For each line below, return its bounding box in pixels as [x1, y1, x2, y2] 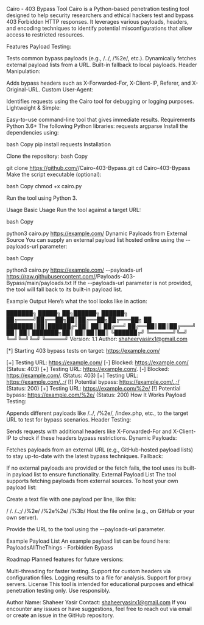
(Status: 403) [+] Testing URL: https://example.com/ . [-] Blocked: [6, 365, 169, 372]
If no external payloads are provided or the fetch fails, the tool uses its [6, 464, 183, 471]
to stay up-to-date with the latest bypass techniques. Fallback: [6, 453, 163, 459]
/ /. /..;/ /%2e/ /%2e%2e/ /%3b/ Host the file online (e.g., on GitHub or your [6, 507, 195, 514]
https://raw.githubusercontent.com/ [6, 273, 96, 280]
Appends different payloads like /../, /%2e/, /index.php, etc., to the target [6, 409, 189, 417]
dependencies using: [6, 129, 59, 136]
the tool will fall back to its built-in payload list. [6, 286, 123, 293]
